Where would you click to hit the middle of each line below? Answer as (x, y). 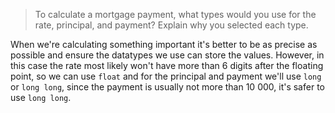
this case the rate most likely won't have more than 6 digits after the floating (167, 65)
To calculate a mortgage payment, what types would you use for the (175, 14)
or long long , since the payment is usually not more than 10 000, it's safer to (167, 87)
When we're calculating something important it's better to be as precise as (164, 44)
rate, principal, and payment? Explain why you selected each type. (171, 25)
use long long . (41, 97)
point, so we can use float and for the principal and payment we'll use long (166, 76)
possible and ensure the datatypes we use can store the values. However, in (167, 55)
